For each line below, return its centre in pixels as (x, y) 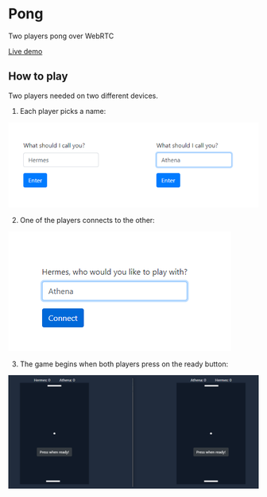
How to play (38, 76)
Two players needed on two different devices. (83, 96)
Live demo (25, 51)
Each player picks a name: (63, 111)
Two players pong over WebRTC (61, 36)
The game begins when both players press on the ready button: (124, 364)
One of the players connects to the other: (87, 220)
